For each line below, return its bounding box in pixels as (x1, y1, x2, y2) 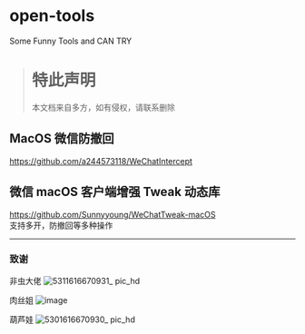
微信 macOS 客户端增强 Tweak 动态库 (9, 184, 221, 200)
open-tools (9, 5, 95, 26)
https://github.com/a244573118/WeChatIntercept (9, 155, 193, 166)
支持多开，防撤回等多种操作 (9, 220, 113, 231)
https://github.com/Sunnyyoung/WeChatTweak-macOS (9, 209, 216, 220)
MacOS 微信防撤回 (9, 131, 115, 146)
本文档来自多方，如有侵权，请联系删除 (31, 102, 175, 113)
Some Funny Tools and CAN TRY (9, 35, 133, 46)
